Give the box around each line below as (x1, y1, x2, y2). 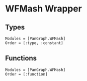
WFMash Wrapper (5, 3, 82, 14)
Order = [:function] (5, 71, 48, 76)
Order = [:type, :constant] (5, 40, 64, 45)
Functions (5, 54, 37, 62)
